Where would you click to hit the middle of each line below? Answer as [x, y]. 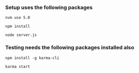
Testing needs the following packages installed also [70, 48]
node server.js [21, 35]
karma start [18, 67]
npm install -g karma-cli [32, 58]
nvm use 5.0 [18, 18]
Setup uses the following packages [49, 7]
